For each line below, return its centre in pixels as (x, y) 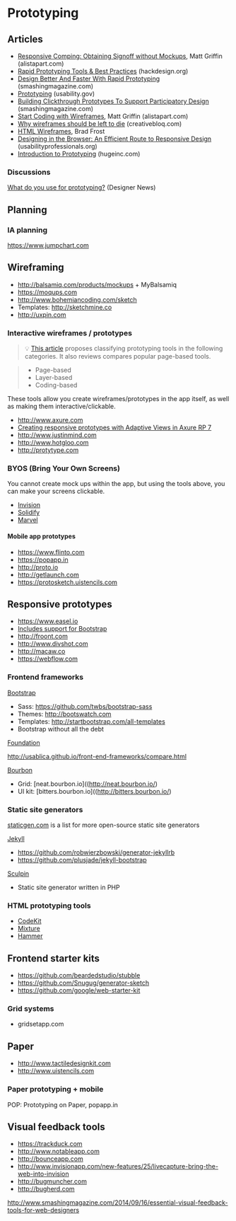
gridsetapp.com (41, 1024)
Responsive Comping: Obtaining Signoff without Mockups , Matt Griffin (120, 56)
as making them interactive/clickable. (62, 406)
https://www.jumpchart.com (48, 245)
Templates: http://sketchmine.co (65, 307)
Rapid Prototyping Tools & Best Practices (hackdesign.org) (103, 71)
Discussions (29, 172)
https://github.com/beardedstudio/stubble (79, 976)
